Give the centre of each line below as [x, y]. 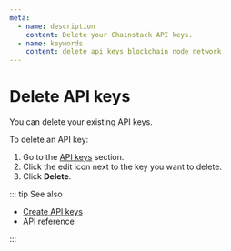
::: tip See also [36, 194]
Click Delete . [47, 176]
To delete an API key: [49, 140]
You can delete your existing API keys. [81, 122]
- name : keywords [50, 43]
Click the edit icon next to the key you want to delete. [122, 167]
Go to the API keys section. [73, 157]
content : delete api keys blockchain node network [124, 52]
